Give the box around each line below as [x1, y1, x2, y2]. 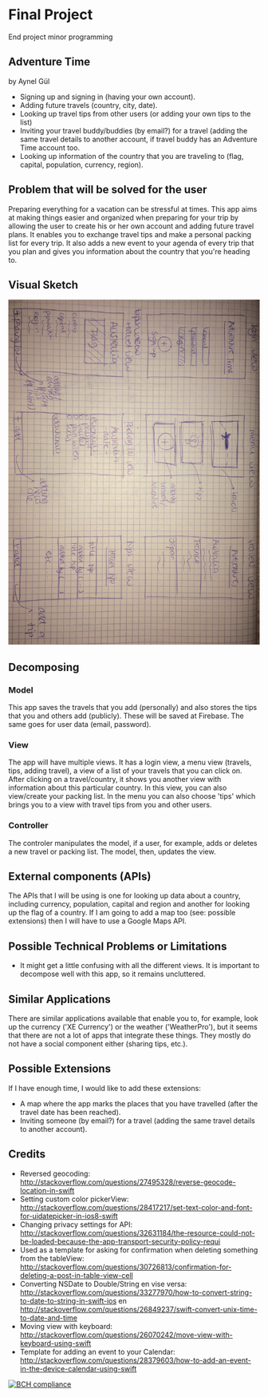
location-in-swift [19, 1185, 75, 1195]
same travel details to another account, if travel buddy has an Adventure [19, 134, 258, 144]
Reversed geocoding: [19, 1169, 90, 1178]
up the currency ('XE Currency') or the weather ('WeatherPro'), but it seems [8, 1022, 258, 1031]
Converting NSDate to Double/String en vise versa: [19, 1279, 187, 1288]
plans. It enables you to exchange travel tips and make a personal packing [8, 229, 252, 239]
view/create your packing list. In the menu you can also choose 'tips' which [8, 792, 256, 801]
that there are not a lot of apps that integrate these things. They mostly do [8, 1030, 251, 1040]
